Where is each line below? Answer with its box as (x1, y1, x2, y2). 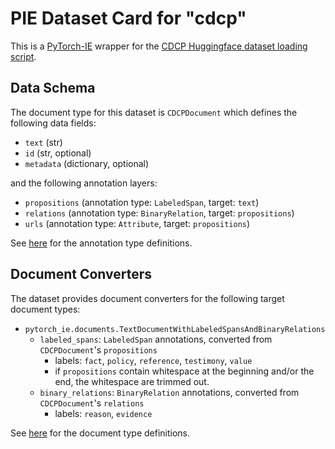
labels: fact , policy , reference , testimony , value (54, 354, 253, 366)
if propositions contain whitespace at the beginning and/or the (54, 365, 315, 377)
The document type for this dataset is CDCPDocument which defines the (10, 106, 298, 118)
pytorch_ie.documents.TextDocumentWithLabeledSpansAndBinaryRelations (24, 324, 326, 334)
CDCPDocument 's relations (39, 397, 145, 409)
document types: (10, 303, 81, 315)
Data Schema (10, 80, 96, 97)
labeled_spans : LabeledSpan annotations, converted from (39, 333, 273, 345)
